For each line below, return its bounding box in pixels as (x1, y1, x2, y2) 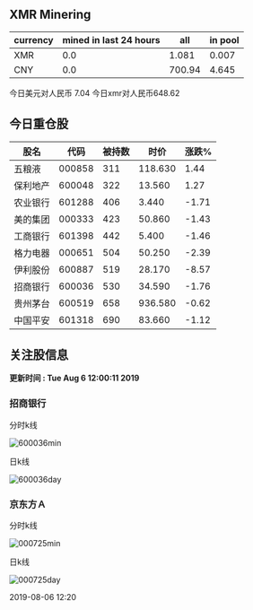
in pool (209, 33, 240, 46)
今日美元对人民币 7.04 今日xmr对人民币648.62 (9, 87, 180, 98)
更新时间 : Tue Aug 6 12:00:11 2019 (9, 372, 140, 384)
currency (13, 33, 54, 46)
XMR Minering (9, 7, 92, 22)
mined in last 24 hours (62, 33, 161, 46)
